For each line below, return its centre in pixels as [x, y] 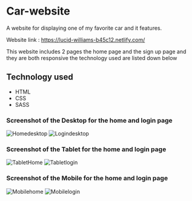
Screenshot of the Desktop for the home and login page [89, 120]
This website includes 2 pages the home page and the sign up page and [96, 51]
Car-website [38, 11]
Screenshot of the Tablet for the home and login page [86, 149]
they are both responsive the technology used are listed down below [92, 58]
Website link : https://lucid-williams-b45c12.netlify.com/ [76, 39]
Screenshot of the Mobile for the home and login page [87, 179]
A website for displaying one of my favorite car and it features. [84, 28]
